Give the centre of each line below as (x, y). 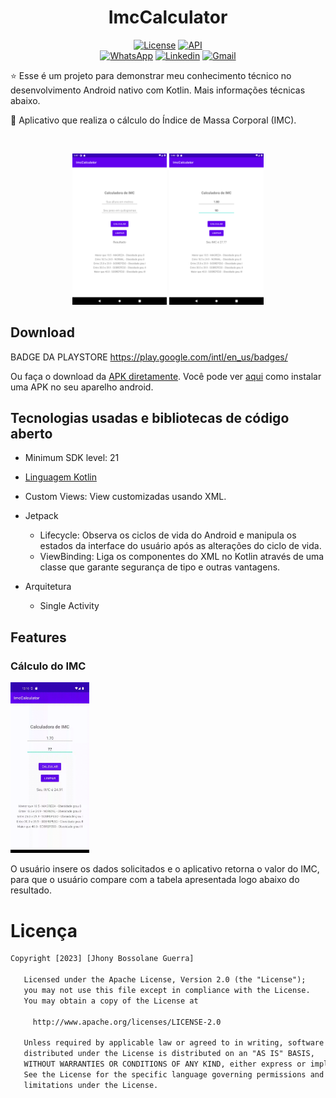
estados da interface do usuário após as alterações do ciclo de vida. (180, 546)
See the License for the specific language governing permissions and (174, 1075)
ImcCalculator (168, 17)
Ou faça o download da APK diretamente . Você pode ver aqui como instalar (166, 376)
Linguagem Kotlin (60, 477)
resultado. (31, 890)
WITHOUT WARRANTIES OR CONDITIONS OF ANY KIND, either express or (165, 1064)
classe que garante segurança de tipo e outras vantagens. (160, 567)
